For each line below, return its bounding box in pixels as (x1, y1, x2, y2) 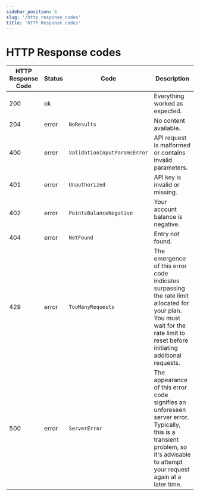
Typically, (154, 421, 181, 429)
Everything (154, 92, 185, 100)
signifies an (154, 398, 186, 407)
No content (154, 117, 186, 125)
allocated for (154, 299, 189, 308)
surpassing (154, 284, 186, 293)
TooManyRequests (68, 303, 115, 311)
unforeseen (154, 406, 186, 414)
